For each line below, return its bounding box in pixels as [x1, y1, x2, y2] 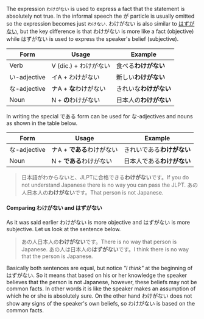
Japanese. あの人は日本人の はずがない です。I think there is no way [21, 246, 189, 253]
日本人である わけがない [124, 157, 191, 165]
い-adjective [9, 73, 46, 81]
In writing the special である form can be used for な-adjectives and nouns [6, 113, 193, 120]
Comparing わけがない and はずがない [6, 204, 102, 211]
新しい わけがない [116, 73, 166, 81]
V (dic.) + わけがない [51, 62, 111, 70]
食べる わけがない [116, 62, 166, 70]
